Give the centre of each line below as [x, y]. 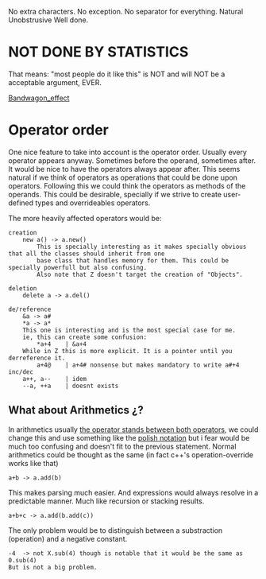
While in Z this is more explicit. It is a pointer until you [127, 351]
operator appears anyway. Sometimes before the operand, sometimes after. [132, 160]
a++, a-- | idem [55, 379]
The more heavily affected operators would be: [85, 218]
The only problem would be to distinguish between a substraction [116, 530]
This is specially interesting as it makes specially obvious [142, 247]
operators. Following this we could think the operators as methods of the [127, 185]
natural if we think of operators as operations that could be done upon [123, 177]
